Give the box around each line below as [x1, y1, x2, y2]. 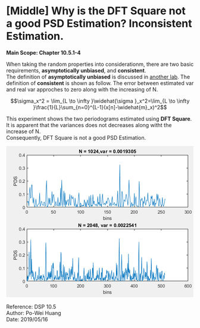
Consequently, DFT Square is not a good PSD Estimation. [6, 134, 146, 141]
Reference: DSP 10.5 [6, 303, 57, 310]
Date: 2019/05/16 [6, 316, 48, 323]
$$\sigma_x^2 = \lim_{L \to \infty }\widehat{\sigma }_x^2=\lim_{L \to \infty [10, 97, 190, 105]
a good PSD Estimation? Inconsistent [6, 17, 192, 30]
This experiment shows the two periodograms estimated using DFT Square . [6, 115, 192, 122]
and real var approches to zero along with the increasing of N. [6, 86, 158, 93]
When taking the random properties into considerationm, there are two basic [6, 61, 194, 68]
